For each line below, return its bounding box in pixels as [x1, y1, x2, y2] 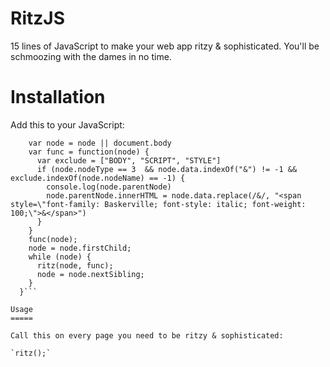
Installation [10, 86, 106, 109]
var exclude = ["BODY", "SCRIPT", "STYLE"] [36, 155, 222, 166]
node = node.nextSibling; [36, 269, 145, 279]
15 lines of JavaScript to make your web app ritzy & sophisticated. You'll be [10, 40, 320, 52]
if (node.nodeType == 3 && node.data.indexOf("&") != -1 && [36, 164, 298, 174]
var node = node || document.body [28, 138, 172, 148]
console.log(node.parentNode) [46, 182, 172, 192]
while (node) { [28, 252, 92, 262]
